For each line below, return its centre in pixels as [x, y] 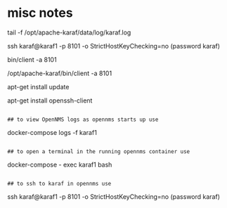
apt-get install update [38, 86]
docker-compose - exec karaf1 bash [60, 164]
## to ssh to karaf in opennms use [59, 183]
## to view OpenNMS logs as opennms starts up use [83, 119]
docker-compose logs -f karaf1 [52, 132]
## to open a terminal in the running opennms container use [99, 151]
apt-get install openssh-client [50, 100]
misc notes [40, 13]
